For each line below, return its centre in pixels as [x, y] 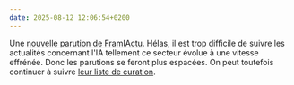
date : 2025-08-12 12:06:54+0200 [69, 17]
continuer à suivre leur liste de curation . [82, 72]
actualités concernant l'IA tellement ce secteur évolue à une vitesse [134, 52]
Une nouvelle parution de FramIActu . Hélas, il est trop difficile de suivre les [147, 43]
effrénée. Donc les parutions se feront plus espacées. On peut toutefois [142, 62]
